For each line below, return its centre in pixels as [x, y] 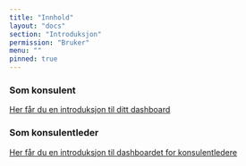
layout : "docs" [38, 26]
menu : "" [25, 51]
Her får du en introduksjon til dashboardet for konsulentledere [123, 152]
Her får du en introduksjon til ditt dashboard [90, 110]
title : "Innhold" [42, 17]
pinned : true [34, 59]
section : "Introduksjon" [55, 34]
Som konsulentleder [54, 133]
